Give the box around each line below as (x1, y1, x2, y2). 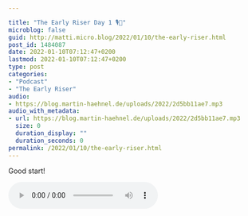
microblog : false (8, 25, 66, 34)
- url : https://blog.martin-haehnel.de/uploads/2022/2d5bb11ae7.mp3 (8, 114, 241, 123)
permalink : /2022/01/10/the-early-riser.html (8, 144, 162, 152)
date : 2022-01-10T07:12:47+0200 (8, 48, 116, 56)
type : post (8, 63, 45, 71)
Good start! (8, 166, 45, 175)
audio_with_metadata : (8, 107, 81, 115)
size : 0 (15, 122, 41, 130)
